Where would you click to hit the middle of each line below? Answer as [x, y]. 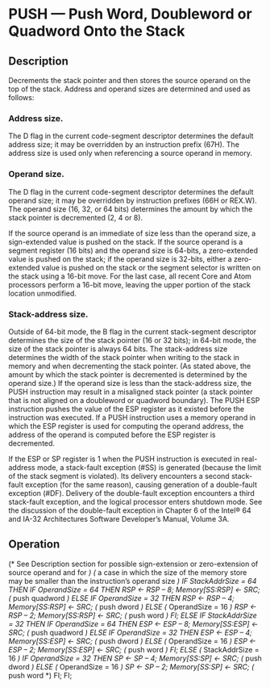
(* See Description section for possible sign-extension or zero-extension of [133, 564]
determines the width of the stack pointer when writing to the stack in [124, 357]
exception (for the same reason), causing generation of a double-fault [141, 485]
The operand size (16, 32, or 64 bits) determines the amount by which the [131, 209]
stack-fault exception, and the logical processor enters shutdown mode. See [135, 501]
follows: [21, 97]
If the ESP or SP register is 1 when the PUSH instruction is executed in [124, 459]
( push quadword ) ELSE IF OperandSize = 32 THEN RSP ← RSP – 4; [122, 598]
